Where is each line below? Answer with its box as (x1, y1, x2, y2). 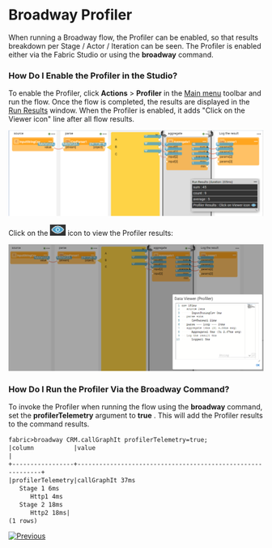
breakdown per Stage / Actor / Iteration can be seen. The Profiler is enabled (8, 41, 261, 50)
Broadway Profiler (8, 6, 133, 24)
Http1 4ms (29, 493, 63, 501)
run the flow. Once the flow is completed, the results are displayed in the (8, 97, 250, 107)
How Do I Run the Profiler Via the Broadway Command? (8, 383, 230, 395)
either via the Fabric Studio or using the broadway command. (8, 49, 215, 59)
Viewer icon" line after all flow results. (8, 114, 135, 124)
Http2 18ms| (29, 509, 70, 517)
